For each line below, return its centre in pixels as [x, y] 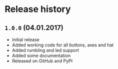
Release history [38, 9]
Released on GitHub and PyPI [42, 61]
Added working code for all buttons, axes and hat [63, 45]
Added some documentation [41, 55]
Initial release [25, 39]
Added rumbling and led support [45, 50]
